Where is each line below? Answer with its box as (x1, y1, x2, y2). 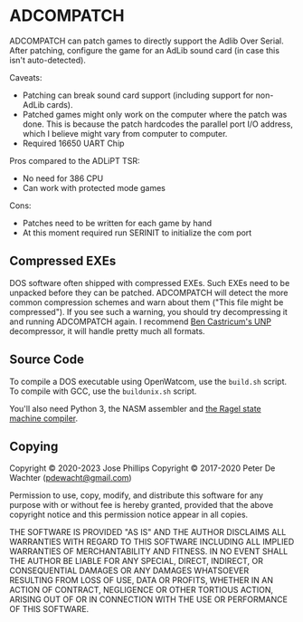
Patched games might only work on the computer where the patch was (22, 109, 288, 120)
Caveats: (9, 72, 43, 82)
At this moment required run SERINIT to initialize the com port (22, 227, 252, 238)
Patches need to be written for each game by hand (22, 217, 213, 228)
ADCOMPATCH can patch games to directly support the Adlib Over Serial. (9, 35, 284, 46)
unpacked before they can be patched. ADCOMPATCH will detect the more (9, 287, 289, 298)
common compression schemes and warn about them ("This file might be (9, 296, 284, 308)
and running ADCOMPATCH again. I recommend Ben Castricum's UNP (9, 316, 271, 327)
